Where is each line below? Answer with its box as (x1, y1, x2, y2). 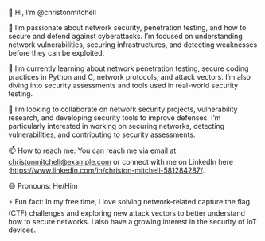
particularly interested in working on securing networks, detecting (8, 122, 225, 130)
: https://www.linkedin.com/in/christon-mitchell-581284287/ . (8, 165, 205, 175)
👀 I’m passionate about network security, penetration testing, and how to (8, 23, 247, 32)
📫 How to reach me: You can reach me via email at (8, 146, 177, 155)
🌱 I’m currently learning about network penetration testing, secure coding (8, 64, 249, 73)
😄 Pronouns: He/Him (8, 181, 78, 190)
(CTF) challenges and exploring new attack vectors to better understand (8, 208, 245, 218)
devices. (8, 225, 37, 235)
